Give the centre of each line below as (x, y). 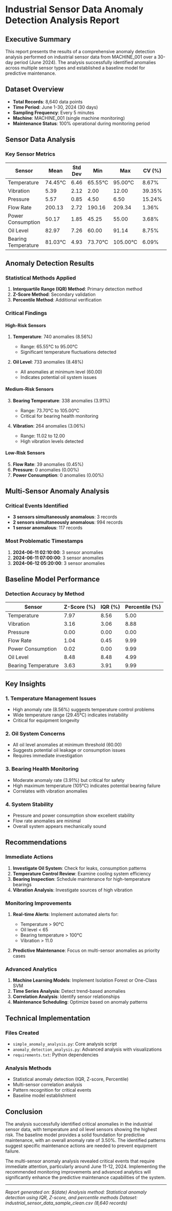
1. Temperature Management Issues (51, 698)
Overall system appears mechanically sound (59, 826)
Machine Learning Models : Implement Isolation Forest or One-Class (85, 980)
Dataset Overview (35, 89)
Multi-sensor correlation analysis (47, 1085)
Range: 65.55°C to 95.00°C (49, 347)
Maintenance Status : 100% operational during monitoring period (81, 123)
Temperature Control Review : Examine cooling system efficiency (82, 874)
